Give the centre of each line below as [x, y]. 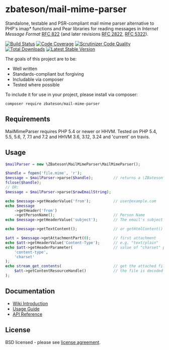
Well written [25, 69]
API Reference [27, 314]
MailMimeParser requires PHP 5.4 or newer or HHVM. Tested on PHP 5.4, [81, 131]
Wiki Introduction [30, 303]
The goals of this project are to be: [41, 59]
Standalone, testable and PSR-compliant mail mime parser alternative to [80, 23]
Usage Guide [26, 309]
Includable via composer [38, 79]
